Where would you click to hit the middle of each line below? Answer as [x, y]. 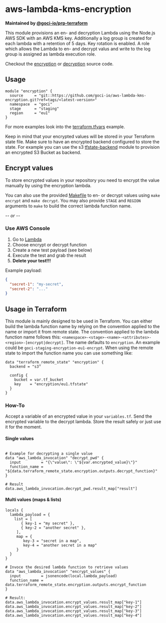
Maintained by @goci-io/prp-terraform [46, 23]
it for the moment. [24, 427]
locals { [14, 510]
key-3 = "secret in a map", [52, 541]
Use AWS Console [27, 228]
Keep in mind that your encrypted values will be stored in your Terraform [80, 136]
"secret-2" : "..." [29, 289]
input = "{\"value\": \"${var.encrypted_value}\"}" [73, 462]
